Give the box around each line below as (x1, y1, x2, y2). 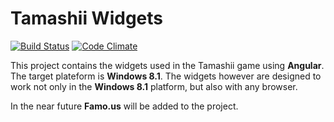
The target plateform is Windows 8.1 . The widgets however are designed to (10, 70, 322, 82)
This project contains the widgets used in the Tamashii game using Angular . (10, 59, 325, 71)
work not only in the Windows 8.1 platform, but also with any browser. (10, 80, 298, 92)
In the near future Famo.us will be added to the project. (10, 100, 239, 112)
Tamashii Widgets (10, 7, 164, 30)
